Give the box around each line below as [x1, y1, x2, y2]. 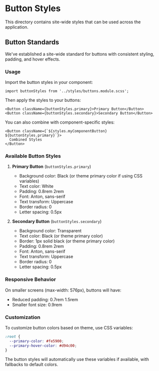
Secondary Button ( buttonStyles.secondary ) [12, 219, 102, 225]
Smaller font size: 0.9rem [12, 302, 63, 307]
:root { [5, 334, 21, 339]
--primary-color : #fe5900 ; [9, 339, 64, 343]
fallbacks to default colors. [5, 362, 58, 368]
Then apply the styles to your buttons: [5, 97, 81, 103]
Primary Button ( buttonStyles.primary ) [12, 163, 91, 170]
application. [5, 24, 29, 30]
